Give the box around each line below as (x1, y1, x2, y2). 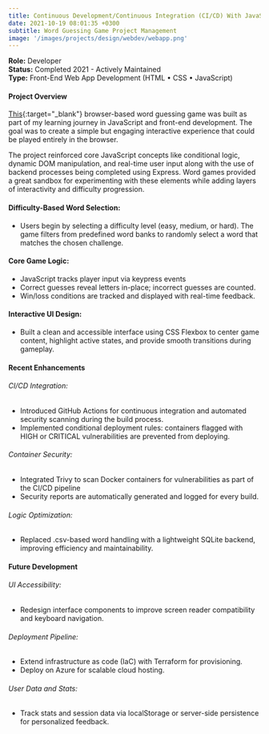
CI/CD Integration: (8, 381, 68, 391)
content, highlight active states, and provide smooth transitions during (19, 336, 251, 346)
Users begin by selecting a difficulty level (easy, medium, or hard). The (19, 221, 254, 230)
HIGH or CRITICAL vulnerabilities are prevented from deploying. (19, 431, 231, 441)
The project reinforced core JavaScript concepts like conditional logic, (8, 150, 240, 160)
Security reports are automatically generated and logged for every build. (19, 492, 259, 501)
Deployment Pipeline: (8, 631, 78, 642)
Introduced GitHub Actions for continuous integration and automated (19, 406, 247, 416)
